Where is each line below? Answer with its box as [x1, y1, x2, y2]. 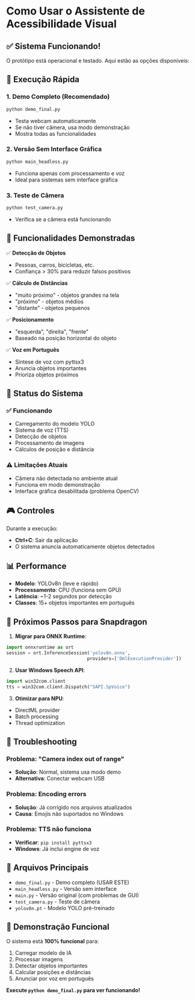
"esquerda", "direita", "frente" [14, 328, 89, 335]
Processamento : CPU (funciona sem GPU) [14, 586, 122, 593]
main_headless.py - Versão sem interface [14, 885, 117, 892]
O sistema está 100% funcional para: [6, 938, 99, 945]
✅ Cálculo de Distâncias [6, 279, 68, 286]
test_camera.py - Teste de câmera [14, 897, 101, 905]
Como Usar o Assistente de [6, 4, 146, 18]
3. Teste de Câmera [6, 191, 64, 200]
